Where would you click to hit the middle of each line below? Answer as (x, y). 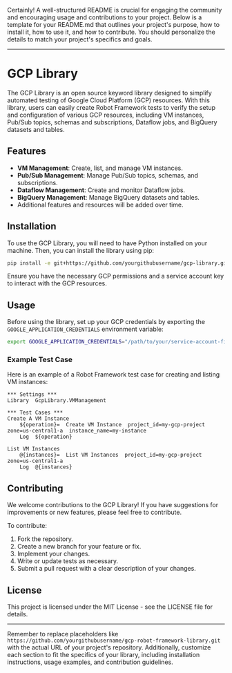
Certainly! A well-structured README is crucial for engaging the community (115, 10)
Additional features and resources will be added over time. (100, 205)
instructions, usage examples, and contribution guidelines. (90, 662)
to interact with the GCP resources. (57, 283)
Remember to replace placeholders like (63, 634)
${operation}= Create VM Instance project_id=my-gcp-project (113, 425)
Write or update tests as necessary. (68, 561)
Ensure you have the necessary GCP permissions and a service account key (116, 276)
